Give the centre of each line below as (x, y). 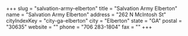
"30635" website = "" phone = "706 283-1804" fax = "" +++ (79, 27)
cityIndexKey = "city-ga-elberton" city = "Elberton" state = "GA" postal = (94, 21)
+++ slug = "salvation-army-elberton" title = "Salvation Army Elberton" (92, 8)
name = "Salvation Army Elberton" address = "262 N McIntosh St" (86, 15)
